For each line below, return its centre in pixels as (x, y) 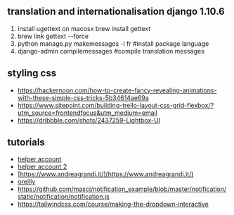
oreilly (26, 182)
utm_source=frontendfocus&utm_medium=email (87, 113)
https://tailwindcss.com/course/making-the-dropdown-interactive (113, 204)
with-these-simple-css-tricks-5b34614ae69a (83, 97)
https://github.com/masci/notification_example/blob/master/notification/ (122, 189)
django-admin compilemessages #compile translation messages (111, 51)
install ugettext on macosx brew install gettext (84, 28)
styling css (32, 73)
